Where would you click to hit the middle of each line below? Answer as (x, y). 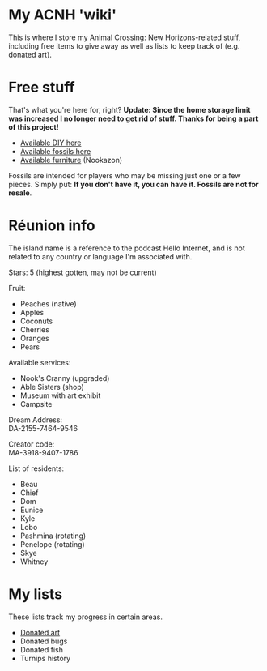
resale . (20, 193)
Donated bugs (44, 641)
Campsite (36, 404)
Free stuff (42, 88)
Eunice (32, 510)
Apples (32, 312)
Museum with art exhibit (60, 395)
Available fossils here (55, 151)
